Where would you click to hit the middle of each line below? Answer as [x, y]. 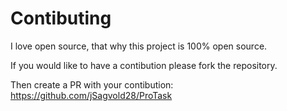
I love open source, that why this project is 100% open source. [139, 46]
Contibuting [61, 18]
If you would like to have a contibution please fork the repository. [144, 65]
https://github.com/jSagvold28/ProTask [91, 95]
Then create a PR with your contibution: [92, 84]
